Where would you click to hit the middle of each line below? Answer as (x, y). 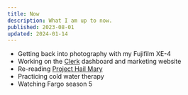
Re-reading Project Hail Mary (60, 69)
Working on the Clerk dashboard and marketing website (99, 62)
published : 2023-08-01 (41, 27)
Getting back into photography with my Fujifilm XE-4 (94, 54)
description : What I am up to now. (60, 21)
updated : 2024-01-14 (38, 34)
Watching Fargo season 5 (55, 84)
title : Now (23, 14)
